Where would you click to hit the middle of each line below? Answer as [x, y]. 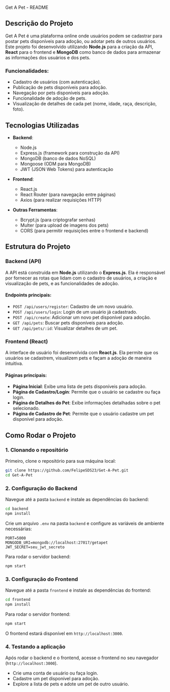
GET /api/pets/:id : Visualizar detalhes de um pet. [65, 328]
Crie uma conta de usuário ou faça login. [55, 673]
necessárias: [19, 529]
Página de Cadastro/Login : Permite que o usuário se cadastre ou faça [87, 392]
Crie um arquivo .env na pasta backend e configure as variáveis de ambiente [85, 523]
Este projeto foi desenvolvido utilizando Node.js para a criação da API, [79, 47]
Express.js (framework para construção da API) [70, 153]
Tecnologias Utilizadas [42, 125]
